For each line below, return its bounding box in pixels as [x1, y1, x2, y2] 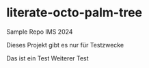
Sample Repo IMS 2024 [6, 27, 73, 36]
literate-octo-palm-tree [6, 5, 143, 21]
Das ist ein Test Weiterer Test [6, 54, 90, 63]
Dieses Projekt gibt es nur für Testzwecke [6, 41, 124, 49]
